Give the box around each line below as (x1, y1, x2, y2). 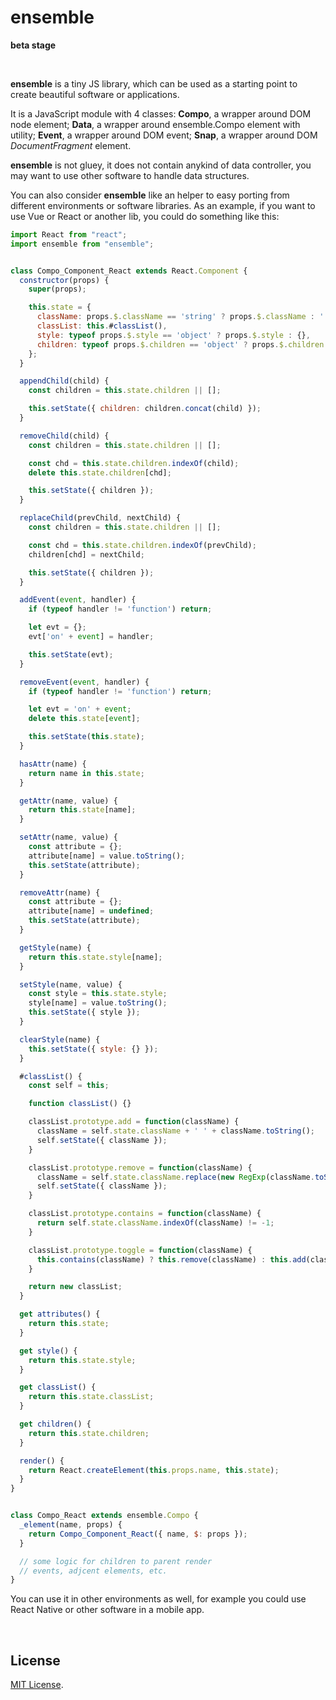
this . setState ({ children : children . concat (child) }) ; (28, 404, 262, 414)
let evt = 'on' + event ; (28, 704, 132, 715)
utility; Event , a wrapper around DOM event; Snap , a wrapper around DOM (10, 129, 318, 141)
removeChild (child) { (19, 431, 110, 441)
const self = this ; (28, 1081, 110, 1091)
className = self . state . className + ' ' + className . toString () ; (36, 1126, 315, 1136)
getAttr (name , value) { (19, 796, 118, 806)
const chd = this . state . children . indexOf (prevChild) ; (28, 540, 257, 550)
